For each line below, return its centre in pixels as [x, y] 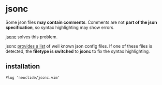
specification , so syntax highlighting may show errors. [60, 27]
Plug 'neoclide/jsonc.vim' [33, 78]
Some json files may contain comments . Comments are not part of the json [81, 22]
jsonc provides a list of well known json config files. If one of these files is [79, 46]
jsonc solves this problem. [31, 37]
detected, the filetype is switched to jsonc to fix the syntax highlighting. [78, 51]
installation [23, 66]
